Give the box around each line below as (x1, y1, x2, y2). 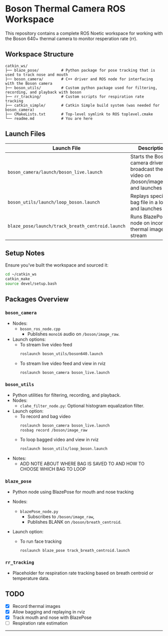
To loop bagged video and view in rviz (19, 437, 99, 443)
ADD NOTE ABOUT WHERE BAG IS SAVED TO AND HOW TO (19, 461, 145, 467)
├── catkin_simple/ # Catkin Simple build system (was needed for (5, 103, 160, 108)
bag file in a (130, 198, 158, 205)
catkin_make (5, 277, 30, 282)
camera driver (130, 159, 163, 166)
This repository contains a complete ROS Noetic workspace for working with (5, 30, 163, 36)
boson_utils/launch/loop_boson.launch (7, 199, 100, 205)
